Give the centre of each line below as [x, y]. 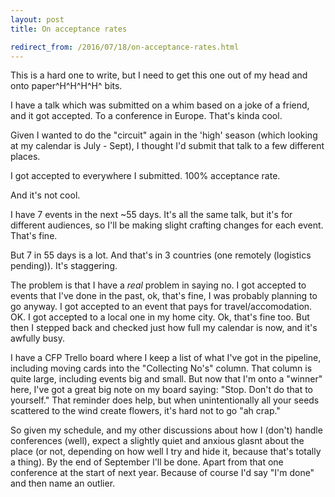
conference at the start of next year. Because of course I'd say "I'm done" [162, 473]
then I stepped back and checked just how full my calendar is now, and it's [164, 328]
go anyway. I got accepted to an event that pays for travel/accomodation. [161, 307]
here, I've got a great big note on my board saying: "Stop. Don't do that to [162, 390]
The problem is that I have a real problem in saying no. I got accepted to [158, 285]
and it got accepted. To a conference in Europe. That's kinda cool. [146, 116]
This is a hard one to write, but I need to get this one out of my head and [159, 75]
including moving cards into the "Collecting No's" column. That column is [161, 368]
